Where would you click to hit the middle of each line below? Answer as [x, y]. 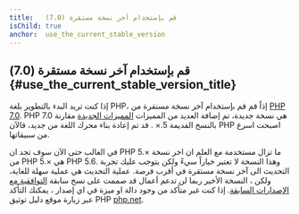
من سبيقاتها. [30, 134]
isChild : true [36, 26]
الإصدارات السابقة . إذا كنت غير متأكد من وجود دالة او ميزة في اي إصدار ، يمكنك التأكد [149, 190]
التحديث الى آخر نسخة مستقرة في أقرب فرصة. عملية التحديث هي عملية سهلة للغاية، [149, 171]
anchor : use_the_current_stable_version [87, 34]
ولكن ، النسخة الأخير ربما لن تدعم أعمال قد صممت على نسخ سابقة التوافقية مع [140, 181]
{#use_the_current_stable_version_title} [123, 85]
